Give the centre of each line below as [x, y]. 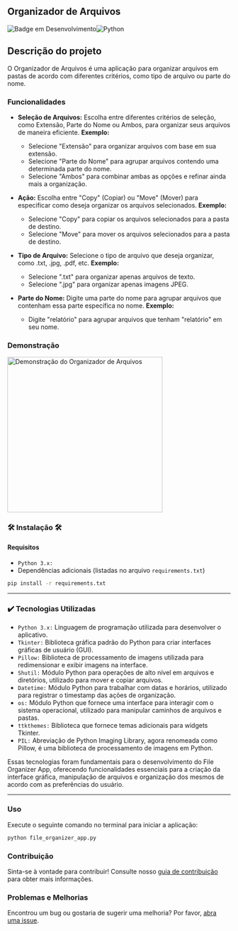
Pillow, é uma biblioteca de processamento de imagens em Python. [115, 748]
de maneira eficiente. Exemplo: [63, 132]
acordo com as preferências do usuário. [66, 784]
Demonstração [34, 345]
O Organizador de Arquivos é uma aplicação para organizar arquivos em [113, 68]
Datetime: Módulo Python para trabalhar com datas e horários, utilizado [122, 687]
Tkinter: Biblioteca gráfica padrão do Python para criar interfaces [114, 642]
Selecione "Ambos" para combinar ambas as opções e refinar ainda [127, 176]
